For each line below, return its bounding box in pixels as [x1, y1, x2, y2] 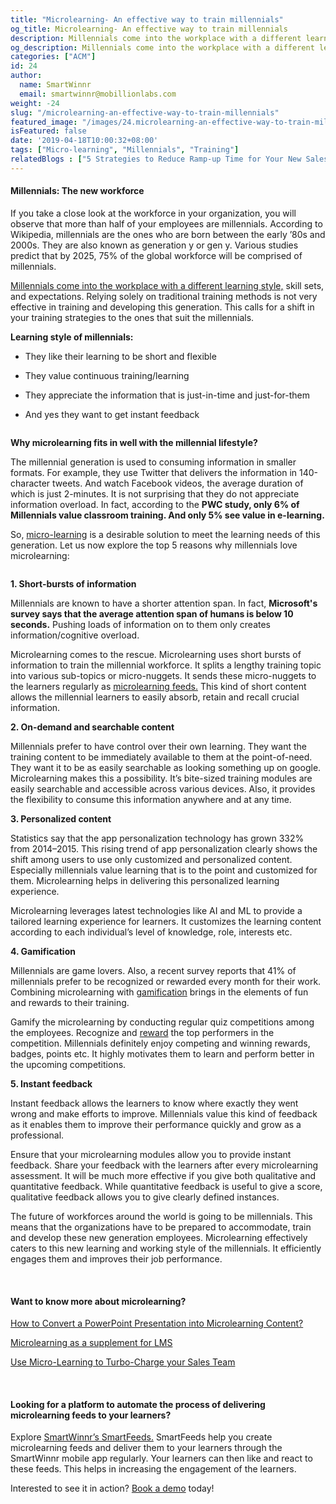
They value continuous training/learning [24, 369, 190, 381]
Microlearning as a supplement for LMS [10, 1337, 173, 1349]
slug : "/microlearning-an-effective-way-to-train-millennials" [10, 107, 280, 118]
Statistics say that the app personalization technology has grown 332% [10, 832, 305, 844]
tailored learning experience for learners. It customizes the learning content [10, 915, 322, 927]
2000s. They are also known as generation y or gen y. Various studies [10, 239, 299, 251]
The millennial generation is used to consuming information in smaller [10, 456, 297, 468]
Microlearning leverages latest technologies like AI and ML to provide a [10, 904, 303, 916]
